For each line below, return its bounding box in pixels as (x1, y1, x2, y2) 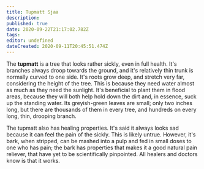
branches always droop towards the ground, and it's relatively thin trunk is (6, 66, 194, 74)
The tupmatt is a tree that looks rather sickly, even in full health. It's (6, 60, 178, 68)
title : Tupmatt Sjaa (6, 9, 59, 15)
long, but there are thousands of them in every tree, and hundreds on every (6, 106, 197, 113)
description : (6, 15, 40, 21)
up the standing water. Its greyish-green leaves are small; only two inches (6, 99, 193, 106)
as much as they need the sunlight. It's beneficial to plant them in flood (6, 86, 186, 93)
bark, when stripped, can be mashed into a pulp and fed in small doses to (6, 137, 192, 144)
